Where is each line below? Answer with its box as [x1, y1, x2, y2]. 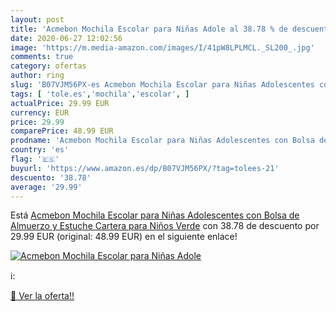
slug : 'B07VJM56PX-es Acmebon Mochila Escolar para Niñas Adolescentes [10, 80, 315, 90]
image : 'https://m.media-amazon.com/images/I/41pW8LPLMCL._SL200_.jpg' [10, 42, 315, 53]
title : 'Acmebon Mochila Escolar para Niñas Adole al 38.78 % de [10, 24, 288, 34]
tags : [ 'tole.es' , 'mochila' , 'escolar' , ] [10, 89, 190, 99]
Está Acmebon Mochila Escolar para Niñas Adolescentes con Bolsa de [10, 209, 300, 221]
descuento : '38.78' [10, 172, 92, 183]
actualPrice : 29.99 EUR [10, 98, 110, 108]
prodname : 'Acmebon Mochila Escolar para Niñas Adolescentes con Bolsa [10, 136, 315, 146]
